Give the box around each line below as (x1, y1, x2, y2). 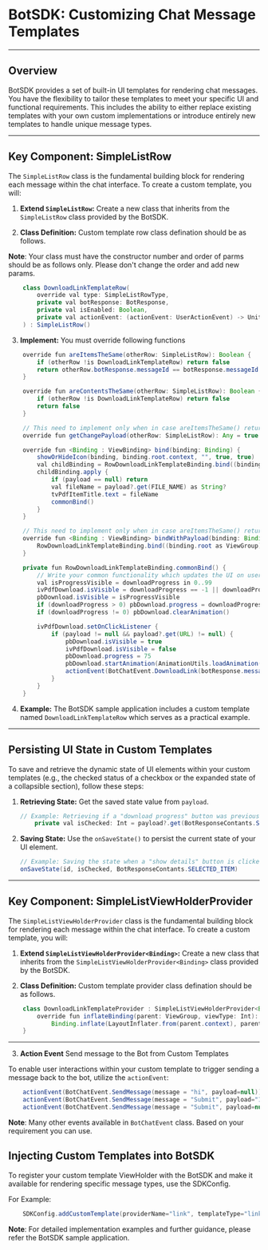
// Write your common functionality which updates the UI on (37, 571, 245, 580)
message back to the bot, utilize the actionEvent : (8, 1073, 169, 1082)
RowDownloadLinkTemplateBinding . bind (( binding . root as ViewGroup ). (37, 542, 266, 550)
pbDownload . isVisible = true (65, 637, 162, 646)
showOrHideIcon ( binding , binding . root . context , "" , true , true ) (37, 453, 255, 461)
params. (8, 268, 36, 278)
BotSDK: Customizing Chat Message (8, 6, 257, 24)
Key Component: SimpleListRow (8, 150, 172, 164)
